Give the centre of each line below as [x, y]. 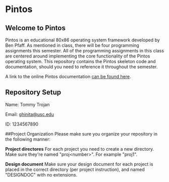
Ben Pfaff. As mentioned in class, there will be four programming [72, 45]
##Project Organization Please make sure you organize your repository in [81, 134]
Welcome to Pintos [35, 28]
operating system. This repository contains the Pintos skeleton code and [80, 61]
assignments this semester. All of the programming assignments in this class [85, 51]
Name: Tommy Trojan [27, 104]
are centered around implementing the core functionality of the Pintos [78, 56]
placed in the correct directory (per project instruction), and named [75, 169]
